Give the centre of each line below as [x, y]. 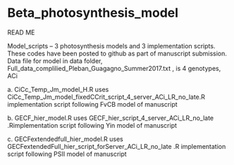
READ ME [21, 32]
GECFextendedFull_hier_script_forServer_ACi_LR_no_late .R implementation [117, 146]
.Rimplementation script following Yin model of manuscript [92, 125]
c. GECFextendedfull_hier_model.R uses [65, 139]
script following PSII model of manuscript [67, 154]
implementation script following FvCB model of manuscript [92, 104]
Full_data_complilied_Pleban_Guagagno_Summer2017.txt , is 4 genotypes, [114, 68]
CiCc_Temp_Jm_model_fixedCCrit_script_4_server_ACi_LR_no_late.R [106, 97]
